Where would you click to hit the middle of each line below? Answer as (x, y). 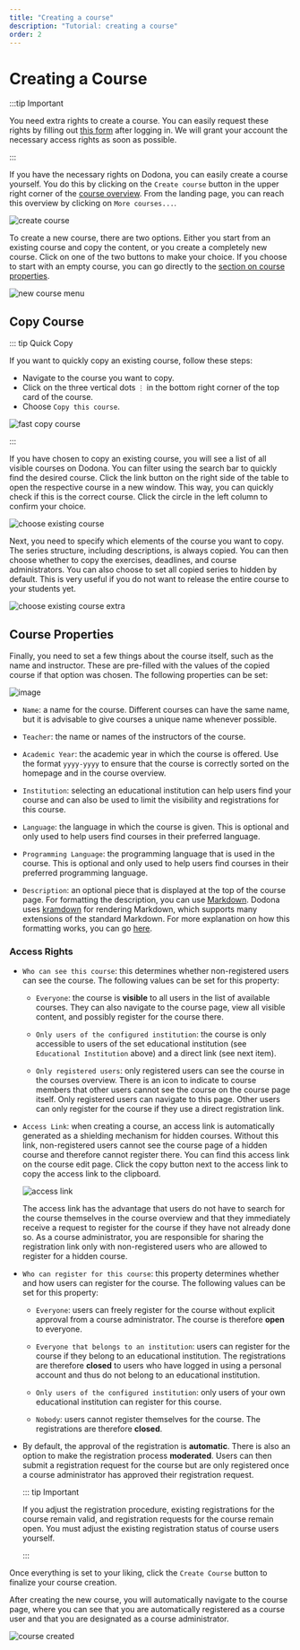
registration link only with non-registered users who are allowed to (145, 1246)
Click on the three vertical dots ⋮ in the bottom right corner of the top (150, 387)
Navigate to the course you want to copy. (98, 378)
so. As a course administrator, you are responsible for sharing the (143, 1237)
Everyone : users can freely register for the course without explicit (155, 1310)
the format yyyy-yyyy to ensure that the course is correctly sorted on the (155, 763)
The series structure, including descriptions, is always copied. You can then (149, 551)
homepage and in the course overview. (94, 773)
